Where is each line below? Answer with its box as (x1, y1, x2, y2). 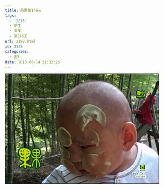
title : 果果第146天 (5, 8, 42, 13)
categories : (5, 49, 29, 54)
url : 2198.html (5, 39, 36, 44)
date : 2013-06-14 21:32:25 (5, 59, 60, 65)
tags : (5, 13, 16, 18)
